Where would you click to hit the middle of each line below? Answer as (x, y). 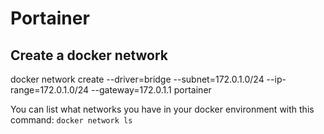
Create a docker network (89, 55)
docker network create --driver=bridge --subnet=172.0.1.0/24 (137, 79)
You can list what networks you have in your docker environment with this (162, 109)
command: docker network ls (71, 120)
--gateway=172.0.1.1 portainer (151, 90)
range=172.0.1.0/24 (50, 90)
